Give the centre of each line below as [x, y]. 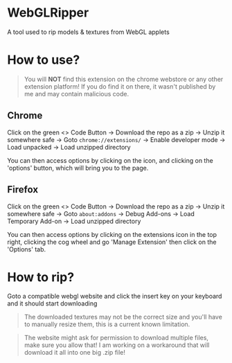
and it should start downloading [52, 303]
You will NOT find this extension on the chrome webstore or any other [124, 79]
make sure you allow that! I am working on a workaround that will [117, 345]
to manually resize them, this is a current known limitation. [107, 324]
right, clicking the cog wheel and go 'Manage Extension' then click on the [112, 242]
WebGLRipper [48, 13]
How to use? [44, 60]
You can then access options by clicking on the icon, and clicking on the [110, 160]
